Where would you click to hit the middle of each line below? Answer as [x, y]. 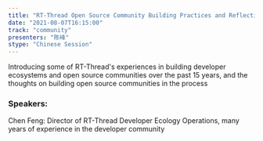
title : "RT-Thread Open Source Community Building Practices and [117, 15]
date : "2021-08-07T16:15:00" [56, 23]
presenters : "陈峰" [39, 37]
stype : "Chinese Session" [50, 45]
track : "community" [40, 30]
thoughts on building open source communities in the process [108, 84]
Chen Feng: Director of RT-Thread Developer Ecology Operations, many [124, 121]
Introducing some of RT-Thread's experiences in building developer [117, 67]
